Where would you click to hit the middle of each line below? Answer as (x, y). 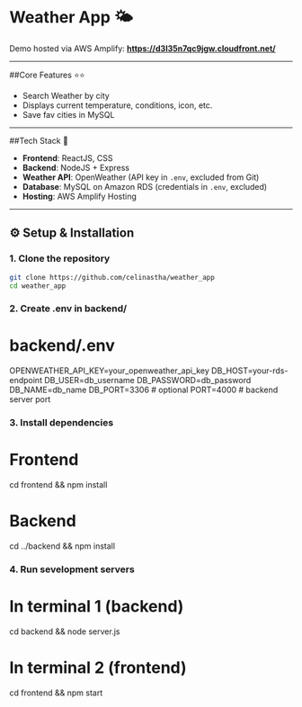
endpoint (26, 380)
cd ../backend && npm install (62, 546)
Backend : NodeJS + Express (76, 167)
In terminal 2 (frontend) (98, 668)
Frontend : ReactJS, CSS (67, 157)
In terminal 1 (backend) (97, 607)
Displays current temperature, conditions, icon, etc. (117, 105)
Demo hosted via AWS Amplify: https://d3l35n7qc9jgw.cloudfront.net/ (142, 48)
